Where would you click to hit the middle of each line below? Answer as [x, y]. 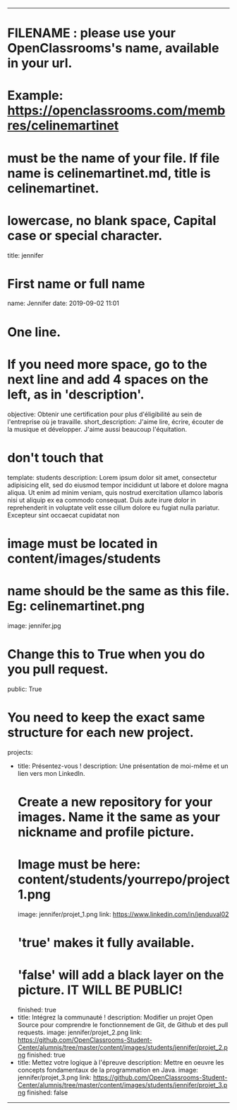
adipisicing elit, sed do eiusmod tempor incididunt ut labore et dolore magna [118, 485]
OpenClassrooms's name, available [113, 48]
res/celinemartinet [63, 126]
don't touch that [55, 458]
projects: [20, 752]
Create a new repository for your [115, 802]
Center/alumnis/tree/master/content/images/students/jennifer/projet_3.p [122, 1085]
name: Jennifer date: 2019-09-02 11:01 [63, 303]
